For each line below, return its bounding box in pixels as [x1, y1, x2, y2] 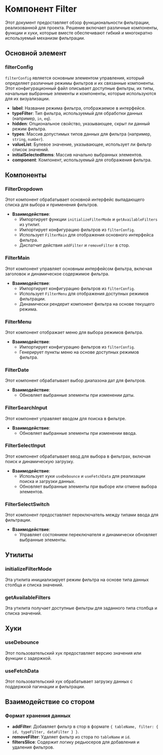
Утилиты [5, 551, 34, 559]
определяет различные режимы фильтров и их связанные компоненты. [5, 80, 155, 86]
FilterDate [5, 367, 29, 373]
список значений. [12, 146, 50, 152]
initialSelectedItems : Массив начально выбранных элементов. [12, 152, 143, 157]
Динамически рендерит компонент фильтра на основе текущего [19, 301, 155, 307]
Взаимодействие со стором [5, 698, 95, 706]
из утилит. [19, 222, 40, 228]
